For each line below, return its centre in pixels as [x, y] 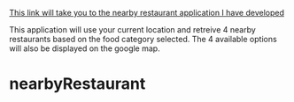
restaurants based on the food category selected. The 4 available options [143, 39]
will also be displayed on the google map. [85, 48]
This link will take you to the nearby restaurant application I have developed [147, 13]
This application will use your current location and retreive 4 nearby [133, 29]
